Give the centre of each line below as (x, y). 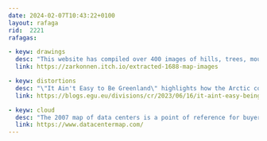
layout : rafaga (33, 23)
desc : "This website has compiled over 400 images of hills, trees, (131, 59)
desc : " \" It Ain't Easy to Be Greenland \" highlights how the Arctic (133, 88)
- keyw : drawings (37, 52)
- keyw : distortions (43, 81)
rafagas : (23, 38)
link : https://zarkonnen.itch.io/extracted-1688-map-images (117, 67)
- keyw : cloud (32, 110)
